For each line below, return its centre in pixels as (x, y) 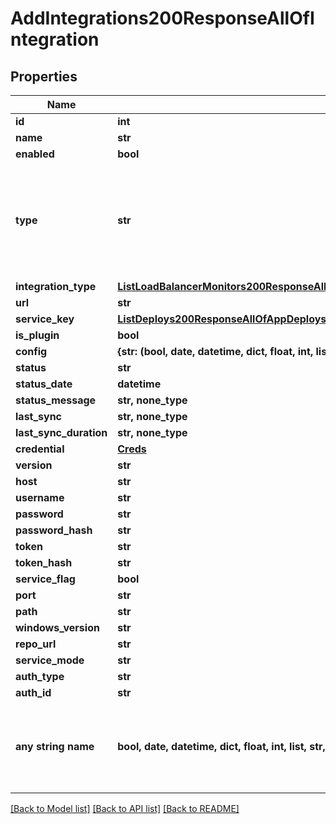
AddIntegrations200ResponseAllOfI (162, 18)
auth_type (40, 676)
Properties (44, 76)
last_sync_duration (61, 432)
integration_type (56, 286)
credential (40, 449)
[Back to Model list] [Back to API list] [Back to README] (125, 808)
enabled (35, 154)
